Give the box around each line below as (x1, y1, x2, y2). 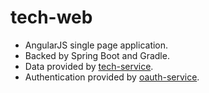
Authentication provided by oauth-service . (24, 71, 200, 83)
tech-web (10, 6, 93, 29)
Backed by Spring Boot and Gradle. (24, 49, 170, 61)
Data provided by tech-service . (24, 60, 154, 72)
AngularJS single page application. (24, 39, 169, 51)
